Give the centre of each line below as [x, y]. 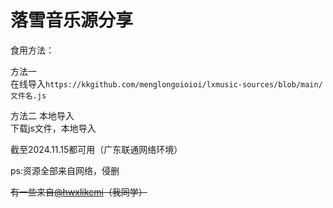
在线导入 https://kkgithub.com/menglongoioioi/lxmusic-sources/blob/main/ [166, 83]
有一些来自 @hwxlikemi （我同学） [79, 192]
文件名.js [28, 96]
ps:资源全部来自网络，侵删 [65, 170]
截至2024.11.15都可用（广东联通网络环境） [96, 149]
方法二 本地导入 [42, 115]
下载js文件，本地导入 [53, 128]
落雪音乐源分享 [72, 20]
